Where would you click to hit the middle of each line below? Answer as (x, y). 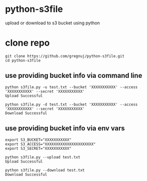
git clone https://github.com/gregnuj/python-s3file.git (65, 56)
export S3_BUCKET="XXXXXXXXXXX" (38, 140)
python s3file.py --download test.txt (45, 170)
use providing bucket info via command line (74, 76)
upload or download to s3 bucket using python (53, 23)
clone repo (28, 43)
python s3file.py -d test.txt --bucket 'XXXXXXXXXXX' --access (72, 104)
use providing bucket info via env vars (65, 128)
